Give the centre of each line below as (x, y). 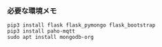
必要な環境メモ (32, 10)
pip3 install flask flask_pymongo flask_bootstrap (81, 25)
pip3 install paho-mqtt (41, 31)
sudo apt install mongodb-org (51, 37)
